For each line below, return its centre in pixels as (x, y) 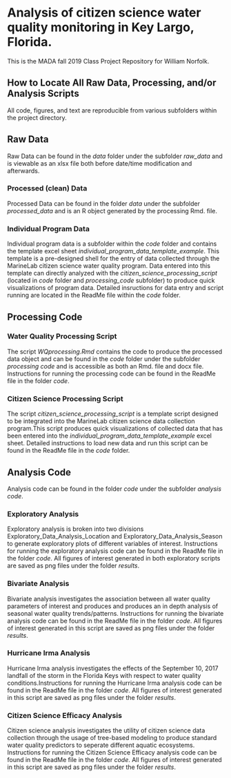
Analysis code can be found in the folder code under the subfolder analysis (114, 489)
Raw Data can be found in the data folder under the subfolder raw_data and (115, 156)
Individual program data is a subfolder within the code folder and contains (112, 244)
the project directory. (37, 117)
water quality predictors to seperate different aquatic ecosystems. (101, 745)
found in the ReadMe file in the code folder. (69, 451)
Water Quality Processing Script (62, 336)
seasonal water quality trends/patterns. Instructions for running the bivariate (115, 613)
